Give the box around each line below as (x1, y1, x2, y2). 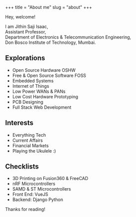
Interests (5, 119, 34, 127)
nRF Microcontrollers (12, 181, 56, 187)
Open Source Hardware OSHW (12, 67, 76, 73)
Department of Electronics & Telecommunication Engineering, (5, 34, 132, 40)
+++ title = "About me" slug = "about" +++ (5, 4, 92, 10)
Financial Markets (12, 142, 49, 149)
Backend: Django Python (12, 197, 64, 203)
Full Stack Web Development (12, 104, 71, 110)
